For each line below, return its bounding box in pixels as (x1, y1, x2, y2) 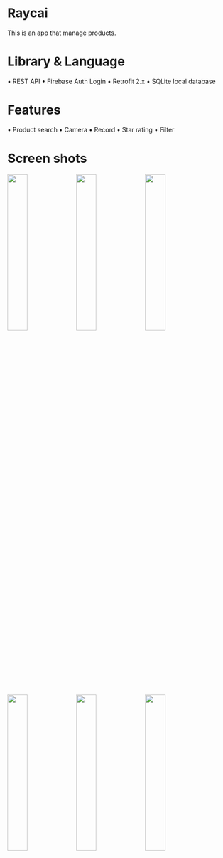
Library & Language (7, 53, 126, 70)
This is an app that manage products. (7, 28, 116, 37)
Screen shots (7, 151, 87, 166)
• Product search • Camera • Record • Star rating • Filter (7, 125, 175, 134)
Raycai (7, 5, 48, 21)
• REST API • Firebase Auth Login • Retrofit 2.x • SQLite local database (7, 77, 216, 85)
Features (7, 102, 61, 118)
